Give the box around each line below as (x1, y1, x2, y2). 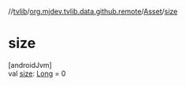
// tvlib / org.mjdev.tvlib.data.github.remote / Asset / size (8, 7, 178, 16)
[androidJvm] (8, 60, 53, 69)
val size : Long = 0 (8, 69, 66, 78)
